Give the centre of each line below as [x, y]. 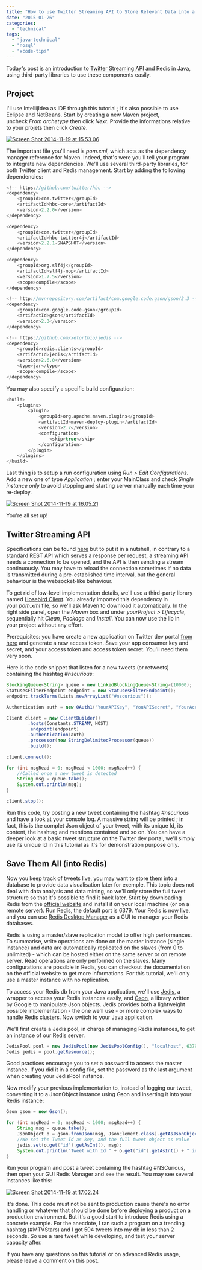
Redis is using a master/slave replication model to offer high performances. [99, 935]
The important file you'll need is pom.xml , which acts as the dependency [96, 151]
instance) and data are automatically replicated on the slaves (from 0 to [95, 948]
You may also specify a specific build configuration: [70, 388]
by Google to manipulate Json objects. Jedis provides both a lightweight [96, 1004]
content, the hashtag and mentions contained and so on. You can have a [96, 832]
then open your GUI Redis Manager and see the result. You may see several [100, 1174]
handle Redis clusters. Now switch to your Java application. [80, 1017]
